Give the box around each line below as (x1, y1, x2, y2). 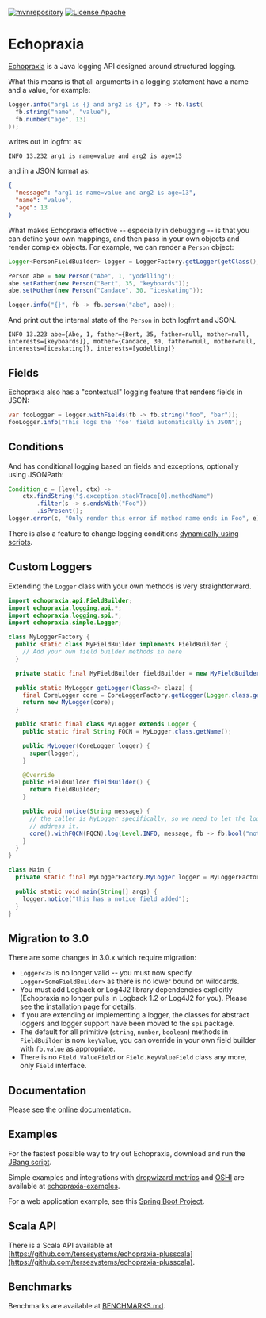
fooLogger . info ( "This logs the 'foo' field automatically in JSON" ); (8, 418, 243, 426)
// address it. (28, 822, 80, 830)
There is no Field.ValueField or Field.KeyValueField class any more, (19, 1052, 247, 1062)
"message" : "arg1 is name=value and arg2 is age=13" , (15, 189, 196, 197)
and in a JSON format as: (8, 167, 90, 176)
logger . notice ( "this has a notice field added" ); (22, 895, 190, 903)
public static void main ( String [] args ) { (15, 887, 158, 895)
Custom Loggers (8, 560, 93, 574)
